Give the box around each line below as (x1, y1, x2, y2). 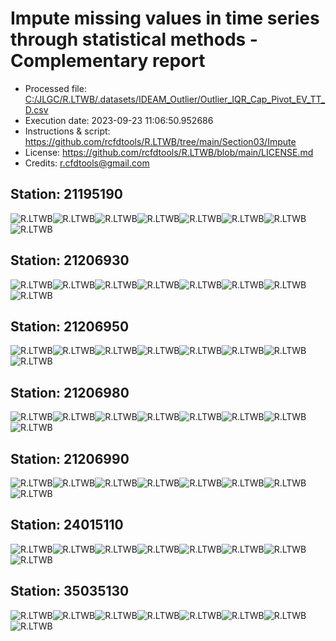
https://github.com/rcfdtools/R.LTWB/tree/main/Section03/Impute (24, 135, 297, 147)
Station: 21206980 (10, 384, 130, 401)
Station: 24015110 (10, 517, 124, 534)
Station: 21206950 (10, 318, 130, 335)
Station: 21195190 (10, 186, 123, 203)
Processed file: (24, 82, 87, 94)
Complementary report (10, 50, 206, 72)
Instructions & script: (24, 125, 111, 137)
